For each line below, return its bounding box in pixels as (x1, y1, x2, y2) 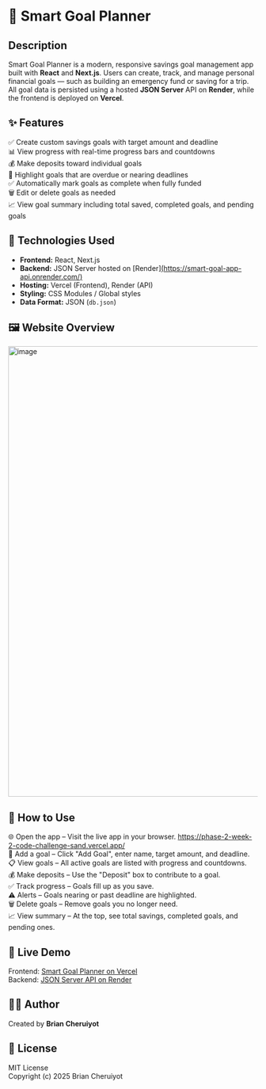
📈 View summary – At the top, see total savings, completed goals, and (8, 911, 239, 921)
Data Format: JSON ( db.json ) (19, 297, 117, 307)
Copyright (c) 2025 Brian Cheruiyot (8, 1071, 123, 1080)
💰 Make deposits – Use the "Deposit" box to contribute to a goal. (8, 870, 221, 880)
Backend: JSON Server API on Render (8, 975, 132, 984)
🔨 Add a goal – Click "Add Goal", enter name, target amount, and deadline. (8, 849, 250, 859)
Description (8, 39, 67, 52)
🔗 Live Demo (8, 946, 71, 959)
